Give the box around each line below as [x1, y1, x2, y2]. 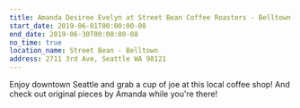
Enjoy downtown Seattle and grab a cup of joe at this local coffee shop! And [9, 79, 290, 89]
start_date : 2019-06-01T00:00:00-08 [9, 21, 146, 30]
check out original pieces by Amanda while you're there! [9, 88, 218, 99]
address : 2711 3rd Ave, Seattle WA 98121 [9, 54, 167, 63]
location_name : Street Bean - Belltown [9, 46, 159, 55]
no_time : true [9, 37, 63, 47]
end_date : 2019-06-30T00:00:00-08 [9, 29, 139, 38]
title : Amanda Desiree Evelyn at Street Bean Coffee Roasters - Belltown [9, 12, 292, 22]
